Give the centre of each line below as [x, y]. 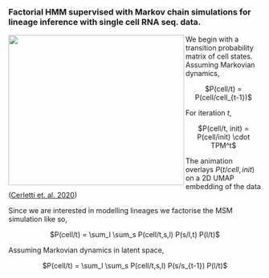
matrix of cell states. [219, 56]
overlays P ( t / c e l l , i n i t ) [220, 170]
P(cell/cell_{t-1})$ [224, 98]
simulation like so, [38, 220]
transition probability [220, 48]
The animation [209, 161]
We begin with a [212, 39]
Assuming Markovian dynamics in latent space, [86, 250]
